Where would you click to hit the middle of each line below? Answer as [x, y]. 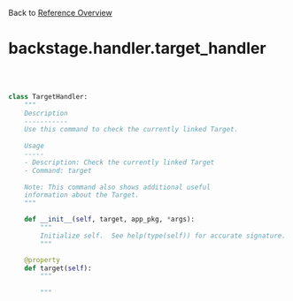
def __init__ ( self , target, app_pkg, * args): [110, 220]
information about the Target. [82, 195]
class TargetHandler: [48, 96]
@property [42, 260]
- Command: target [58, 170]
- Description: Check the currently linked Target [120, 162]
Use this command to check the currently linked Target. [131, 130]
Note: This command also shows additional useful [118, 187]
